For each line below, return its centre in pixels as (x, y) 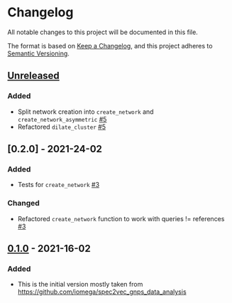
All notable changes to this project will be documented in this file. (103, 32)
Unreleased (34, 76)
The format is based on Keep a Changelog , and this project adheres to (110, 46)
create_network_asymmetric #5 (62, 119)
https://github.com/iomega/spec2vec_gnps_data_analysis (102, 292)
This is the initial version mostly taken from (80, 285)
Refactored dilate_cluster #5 (62, 127)
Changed (24, 203)
